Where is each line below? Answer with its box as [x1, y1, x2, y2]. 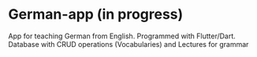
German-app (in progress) [8, 5, 184, 23]
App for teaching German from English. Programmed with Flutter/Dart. [8, 31, 237, 41]
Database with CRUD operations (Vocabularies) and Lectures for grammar [8, 39, 249, 48]
